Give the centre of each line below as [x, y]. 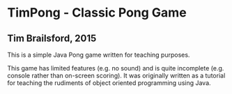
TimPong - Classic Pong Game [97, 13]
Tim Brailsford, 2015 [52, 38]
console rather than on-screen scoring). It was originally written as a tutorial [116, 75]
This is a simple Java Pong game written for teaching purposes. [99, 55]
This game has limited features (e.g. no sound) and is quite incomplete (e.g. [116, 68]
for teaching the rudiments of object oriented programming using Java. [109, 83]
